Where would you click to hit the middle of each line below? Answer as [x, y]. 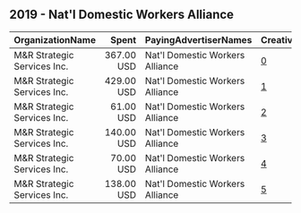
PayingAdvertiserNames [198, 39]
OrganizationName [55, 39]
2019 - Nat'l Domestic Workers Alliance [122, 15]
